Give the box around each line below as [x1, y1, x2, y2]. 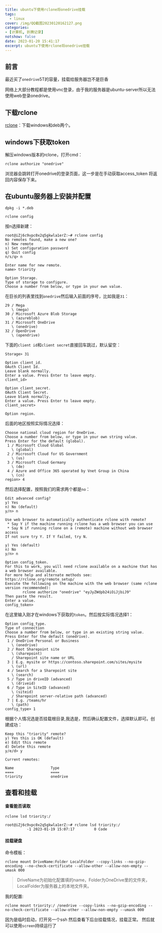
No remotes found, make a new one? [5, 237, 77, 242]
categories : [5, 25, 29, 30]
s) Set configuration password [5, 245, 68, 251]
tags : [5, 12, 16, 17]
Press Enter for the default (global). [5, 439, 86, 444]
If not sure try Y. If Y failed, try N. [5, 534, 88, 539]
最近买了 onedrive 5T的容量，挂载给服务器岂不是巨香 [5, 76, 109, 82]
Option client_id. [5, 360, 42, 365]
